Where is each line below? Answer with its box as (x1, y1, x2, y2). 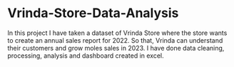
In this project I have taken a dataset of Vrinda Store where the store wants (7, 29, 228, 37)
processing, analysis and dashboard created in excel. (7, 51, 164, 60)
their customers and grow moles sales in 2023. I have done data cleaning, (7, 43, 225, 52)
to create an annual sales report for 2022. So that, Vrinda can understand (7, 36, 223, 44)
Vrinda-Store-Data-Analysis (7, 5, 179, 21)
